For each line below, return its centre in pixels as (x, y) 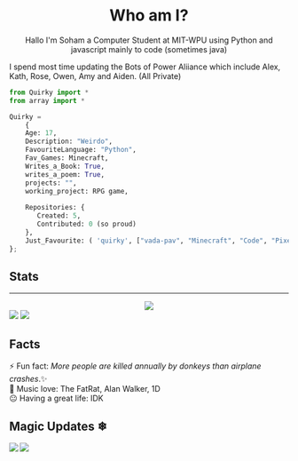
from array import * (47, 100)
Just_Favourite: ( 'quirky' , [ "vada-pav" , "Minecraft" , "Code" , (146, 241)
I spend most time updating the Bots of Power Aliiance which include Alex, (145, 67)
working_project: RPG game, (77, 191)
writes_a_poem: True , (65, 174)
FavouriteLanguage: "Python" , (81, 150)
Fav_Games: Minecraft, (67, 158)
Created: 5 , (59, 216)
